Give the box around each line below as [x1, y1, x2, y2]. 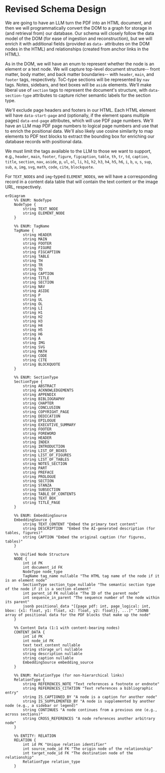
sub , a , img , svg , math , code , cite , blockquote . [5, 164, 95, 170]
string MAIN [23, 236, 48, 241]
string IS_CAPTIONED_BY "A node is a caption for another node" [23, 695, 158, 699]
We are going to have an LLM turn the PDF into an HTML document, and [5, 20, 152, 26]
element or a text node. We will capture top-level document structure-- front [5, 66, 160, 72]
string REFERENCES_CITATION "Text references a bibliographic [23, 686, 153, 691]
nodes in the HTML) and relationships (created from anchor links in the [5, 46, 149, 52]
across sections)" [5, 712, 43, 717]
